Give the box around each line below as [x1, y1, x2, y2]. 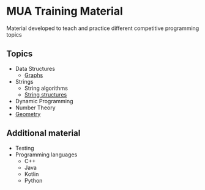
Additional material [6, 128, 81, 139]
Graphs [24, 71, 43, 79]
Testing [15, 144, 35, 152]
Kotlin [24, 170, 39, 178]
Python [24, 177, 43, 184]
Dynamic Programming [15, 97, 73, 104]
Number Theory [15, 104, 56, 111]
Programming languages [15, 151, 78, 158]
